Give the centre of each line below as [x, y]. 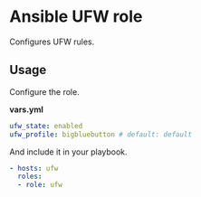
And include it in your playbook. [69, 152]
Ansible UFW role [76, 17]
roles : [30, 177]
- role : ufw [40, 185]
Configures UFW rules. [52, 42]
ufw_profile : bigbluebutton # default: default [101, 134]
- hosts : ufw [34, 168]
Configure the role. [44, 91]
